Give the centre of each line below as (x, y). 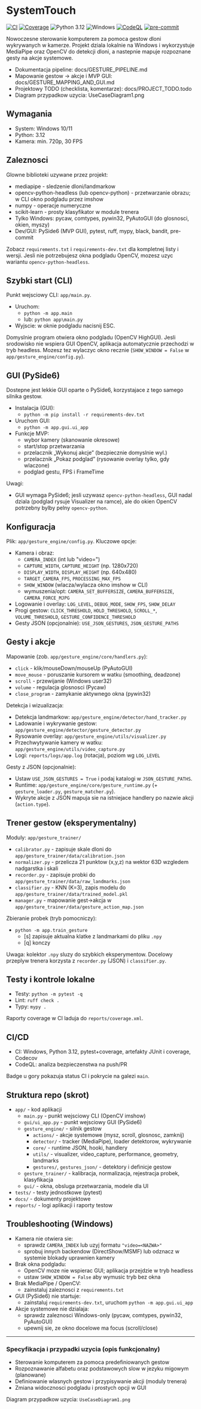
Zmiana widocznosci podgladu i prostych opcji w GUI (80, 1388)
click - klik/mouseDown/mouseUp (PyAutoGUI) (74, 668)
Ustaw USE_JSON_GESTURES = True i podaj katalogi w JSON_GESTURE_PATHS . (103, 778)
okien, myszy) (32, 224)
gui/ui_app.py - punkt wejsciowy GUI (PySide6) (83, 1122)
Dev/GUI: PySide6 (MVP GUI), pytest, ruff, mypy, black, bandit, (92, 231)
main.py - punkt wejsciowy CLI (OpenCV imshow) (85, 1116)
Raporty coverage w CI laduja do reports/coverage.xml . (75, 1018)
